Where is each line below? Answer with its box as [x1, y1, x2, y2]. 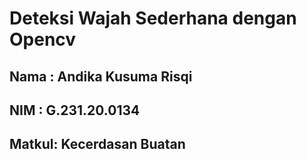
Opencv [9, 28, 77, 51]
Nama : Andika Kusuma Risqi [9, 68, 193, 85]
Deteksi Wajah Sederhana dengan [9, 7, 297, 30]
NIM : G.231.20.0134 [9, 102, 141, 119]
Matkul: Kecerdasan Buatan [9, 136, 186, 153]
